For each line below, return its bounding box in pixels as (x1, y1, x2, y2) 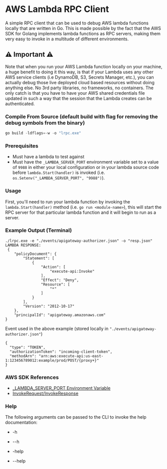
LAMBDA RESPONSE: (5, 243, 41, 248)
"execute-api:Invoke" (49, 269, 95, 274)
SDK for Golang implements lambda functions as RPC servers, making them (5, 30, 161, 36)
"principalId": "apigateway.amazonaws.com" (14, 313, 106, 317)
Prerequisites (5, 142, 38, 149)
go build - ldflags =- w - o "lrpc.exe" (5, 131, 81, 136)
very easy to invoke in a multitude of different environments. (5, 36, 129, 42)
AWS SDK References (5, 374, 59, 381)
